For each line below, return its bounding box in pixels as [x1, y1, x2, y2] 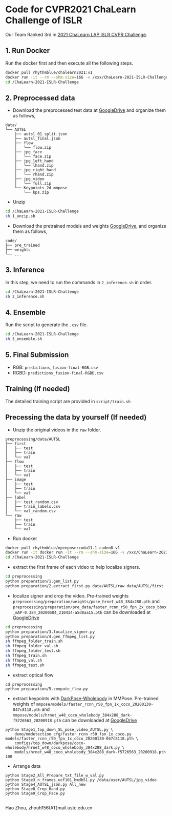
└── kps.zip [24, 190, 50, 195]
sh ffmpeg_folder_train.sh [5, 639, 63, 644]
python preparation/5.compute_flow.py [5, 686, 88, 691]
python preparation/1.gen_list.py [5, 579, 79, 584]
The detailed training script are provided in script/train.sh [5, 398, 131, 404]
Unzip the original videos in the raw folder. [12, 427, 101, 433]
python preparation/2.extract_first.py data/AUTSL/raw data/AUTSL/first [5, 583, 164, 588]
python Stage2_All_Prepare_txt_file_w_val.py [5, 773, 104, 778]
